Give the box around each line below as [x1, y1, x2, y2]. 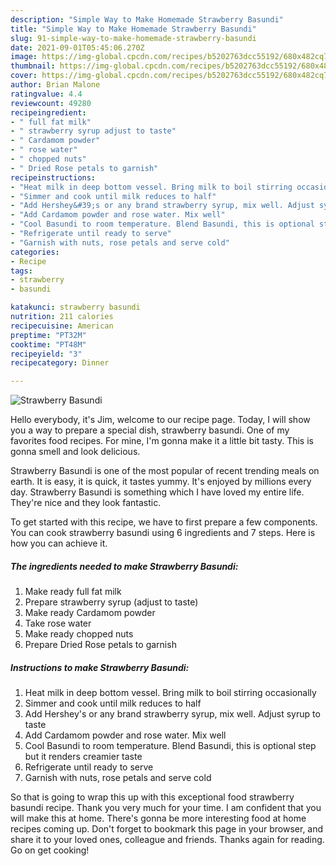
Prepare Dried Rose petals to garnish [24, 639, 177, 651]
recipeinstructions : [10, 172, 97, 183]
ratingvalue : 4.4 [10, 89, 83, 99]
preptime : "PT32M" [10, 330, 87, 340]
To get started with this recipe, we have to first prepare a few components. [10, 516, 318, 528]
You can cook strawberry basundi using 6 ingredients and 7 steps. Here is [10, 527, 316, 539]
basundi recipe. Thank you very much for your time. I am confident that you [10, 802, 322, 814]
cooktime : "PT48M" [10, 339, 87, 350]
